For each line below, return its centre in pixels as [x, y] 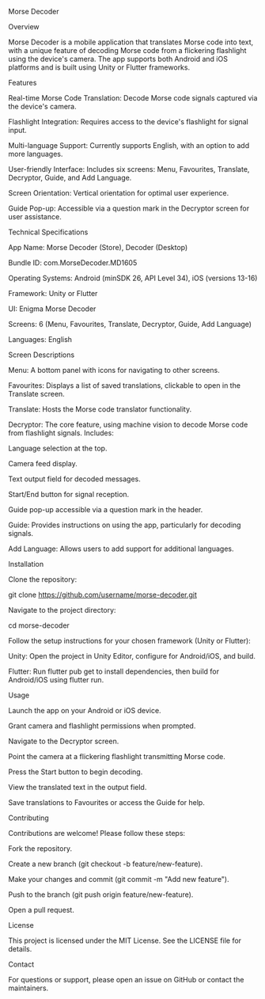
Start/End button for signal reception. [69, 494]
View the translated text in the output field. [78, 787]
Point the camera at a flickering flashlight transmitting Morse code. [117, 756]
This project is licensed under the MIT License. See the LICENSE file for [125, 940]
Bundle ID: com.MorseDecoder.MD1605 [73, 263]
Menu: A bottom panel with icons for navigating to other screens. [114, 370]
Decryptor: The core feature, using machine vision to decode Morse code [128, 424]
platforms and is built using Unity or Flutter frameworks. [99, 67]
